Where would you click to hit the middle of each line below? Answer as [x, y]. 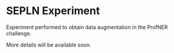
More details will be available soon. [49, 45]
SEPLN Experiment [53, 11]
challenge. [19, 33]
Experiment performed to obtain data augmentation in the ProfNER [87, 27]
